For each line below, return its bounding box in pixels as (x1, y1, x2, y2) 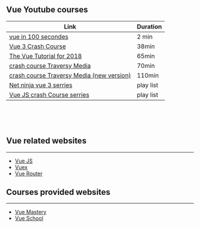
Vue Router (14, 170, 43, 177)
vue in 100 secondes (9, 32, 68, 41)
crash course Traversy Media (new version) (9, 71, 132, 79)
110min (136, 71, 159, 79)
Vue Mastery (14, 209, 46, 216)
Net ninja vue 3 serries (9, 80, 73, 89)
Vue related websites (6, 136, 87, 146)
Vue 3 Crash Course (9, 42, 67, 50)
